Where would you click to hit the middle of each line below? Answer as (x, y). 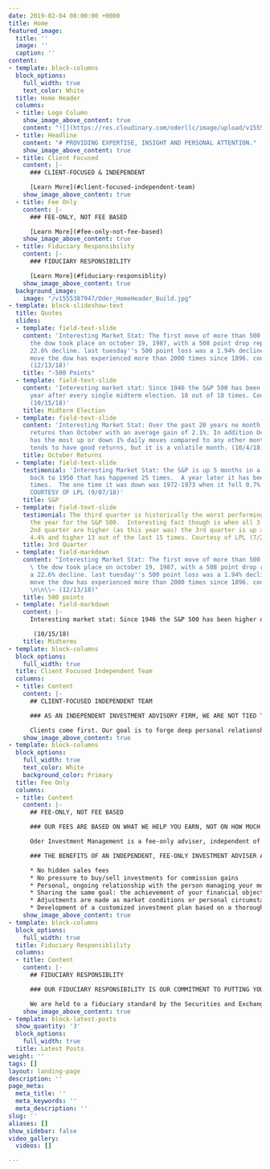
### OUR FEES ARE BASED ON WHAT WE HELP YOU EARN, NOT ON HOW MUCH (145, 827)
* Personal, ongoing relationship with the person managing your (141, 885)
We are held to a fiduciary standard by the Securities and (132, 1004)
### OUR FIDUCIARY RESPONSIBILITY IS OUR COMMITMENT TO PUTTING (139, 989)
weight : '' (27, 1056)
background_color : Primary (68, 775)
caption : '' (36, 53)
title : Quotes (39, 313)
